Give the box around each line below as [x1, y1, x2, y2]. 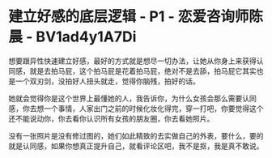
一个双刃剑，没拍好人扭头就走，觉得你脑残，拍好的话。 [15, 76, 200, 86]
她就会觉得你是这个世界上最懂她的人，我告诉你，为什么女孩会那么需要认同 [8, 93, 257, 103]
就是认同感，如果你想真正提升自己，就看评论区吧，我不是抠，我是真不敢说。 [8, 141, 264, 151]
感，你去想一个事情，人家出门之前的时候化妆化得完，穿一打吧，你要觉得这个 [8, 103, 264, 113]
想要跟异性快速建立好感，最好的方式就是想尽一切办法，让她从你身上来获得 [8, 56, 257, 66]
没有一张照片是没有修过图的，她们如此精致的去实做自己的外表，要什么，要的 [8, 130, 264, 140]
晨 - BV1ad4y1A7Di [8, 28, 137, 46]
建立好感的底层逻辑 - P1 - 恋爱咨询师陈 [8, 7, 263, 26]
